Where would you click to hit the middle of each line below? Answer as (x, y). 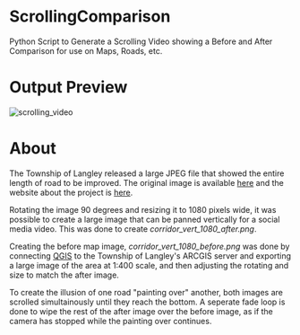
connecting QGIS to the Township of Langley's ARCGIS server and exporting (150, 256)
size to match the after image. (64, 275)
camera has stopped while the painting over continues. (111, 321)
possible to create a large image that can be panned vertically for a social (145, 219)
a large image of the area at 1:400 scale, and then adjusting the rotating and (149, 265)
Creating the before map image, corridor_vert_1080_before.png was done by (150, 246)
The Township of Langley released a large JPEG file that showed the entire (147, 173)
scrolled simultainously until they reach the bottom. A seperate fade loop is (147, 302)
